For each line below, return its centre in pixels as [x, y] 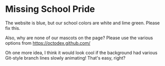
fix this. [13, 28]
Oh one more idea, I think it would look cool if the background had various [81, 53]
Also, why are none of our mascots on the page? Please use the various [79, 38]
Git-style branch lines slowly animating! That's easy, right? [65, 58]
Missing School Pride [50, 9]
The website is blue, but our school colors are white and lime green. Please [82, 23]
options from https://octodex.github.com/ [48, 43]
